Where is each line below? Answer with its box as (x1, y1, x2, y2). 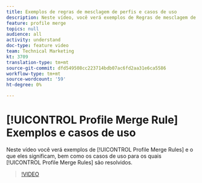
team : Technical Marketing (6, 48, 74, 54)
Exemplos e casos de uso (6, 126, 136, 140)
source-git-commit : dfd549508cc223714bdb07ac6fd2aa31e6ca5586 (6, 65, 166, 71)
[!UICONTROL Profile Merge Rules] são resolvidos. (6, 158, 133, 166)
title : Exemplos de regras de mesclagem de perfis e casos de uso (6, 8, 177, 15)
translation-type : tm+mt (6, 59, 69, 65)
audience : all (6, 31, 42, 37)
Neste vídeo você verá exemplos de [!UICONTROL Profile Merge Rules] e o (6, 146, 194, 153)
